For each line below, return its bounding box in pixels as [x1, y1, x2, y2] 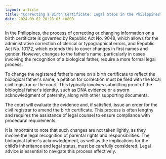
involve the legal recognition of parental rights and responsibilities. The [5, 132, 150, 139]
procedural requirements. [5, 117, 57, 124]
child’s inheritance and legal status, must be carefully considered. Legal [5, 143, 151, 149]
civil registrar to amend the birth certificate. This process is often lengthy [5, 107, 154, 113]
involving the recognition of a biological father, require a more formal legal [5, 56, 156, 62]
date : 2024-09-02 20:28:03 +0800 [5, 16, 74, 21]
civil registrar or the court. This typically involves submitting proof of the [5, 82, 152, 88]
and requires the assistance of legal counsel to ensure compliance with [5, 112, 150, 118]
